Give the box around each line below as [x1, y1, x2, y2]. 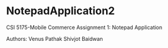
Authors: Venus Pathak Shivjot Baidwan [6, 35, 103, 42]
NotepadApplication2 [6, 4, 115, 18]
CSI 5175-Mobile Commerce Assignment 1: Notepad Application [6, 24, 163, 31]
